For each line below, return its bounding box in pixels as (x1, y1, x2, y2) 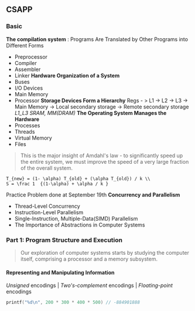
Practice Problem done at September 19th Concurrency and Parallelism (6, 191, 180, 198)
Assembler (14, 66, 41, 73)
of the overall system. (20, 164, 73, 171)
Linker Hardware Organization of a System (14, 72, 120, 79)
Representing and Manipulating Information (6, 269, 115, 276)
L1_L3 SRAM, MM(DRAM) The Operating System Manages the (14, 109, 167, 116)
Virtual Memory (14, 134, 53, 141)
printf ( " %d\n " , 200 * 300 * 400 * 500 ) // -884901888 (6, 299, 141, 306)
